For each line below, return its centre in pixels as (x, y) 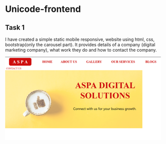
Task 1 (15, 28)
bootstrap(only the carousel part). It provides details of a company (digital (80, 45)
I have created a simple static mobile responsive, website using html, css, (80, 39)
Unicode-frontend (43, 9)
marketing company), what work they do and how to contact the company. (81, 50)
